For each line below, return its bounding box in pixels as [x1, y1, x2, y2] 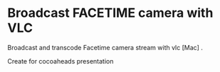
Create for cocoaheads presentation [7, 56, 114, 65]
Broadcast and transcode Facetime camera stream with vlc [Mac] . [7, 43, 203, 52]
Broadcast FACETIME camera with [7, 5, 214, 21]
